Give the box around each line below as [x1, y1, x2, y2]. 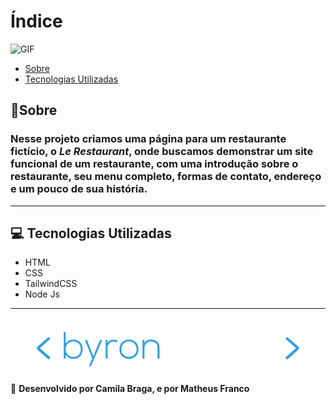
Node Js [24, 288, 60, 300]
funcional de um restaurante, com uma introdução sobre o [10, 157, 299, 171]
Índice [10, 10, 63, 33]
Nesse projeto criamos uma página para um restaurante [10, 132, 287, 146]
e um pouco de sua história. [10, 182, 148, 196]
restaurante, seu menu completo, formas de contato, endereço [10, 170, 322, 184]
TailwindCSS [24, 278, 78, 290]
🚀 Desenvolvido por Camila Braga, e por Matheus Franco [10, 383, 250, 395]
